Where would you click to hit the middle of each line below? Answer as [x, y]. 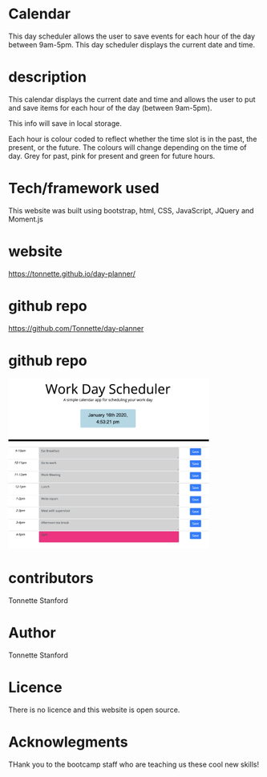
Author [32, 633]
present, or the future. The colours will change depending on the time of [127, 147]
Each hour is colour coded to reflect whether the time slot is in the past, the [133, 139]
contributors [51, 579]
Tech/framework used [84, 188]
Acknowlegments [68, 742]
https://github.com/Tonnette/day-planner [76, 328]
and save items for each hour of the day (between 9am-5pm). [110, 107]
